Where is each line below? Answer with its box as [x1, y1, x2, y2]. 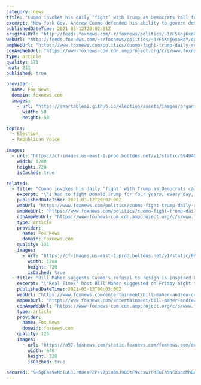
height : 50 [22, 115, 50, 121]
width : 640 [28, 347, 55, 354]
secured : [6, 369, 28, 375]
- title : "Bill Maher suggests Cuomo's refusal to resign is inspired [11, 275, 191, 281]
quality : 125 [17, 331, 50, 337]
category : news [6, 8, 44, 15]
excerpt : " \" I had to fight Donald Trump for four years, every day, [17, 191, 194, 198]
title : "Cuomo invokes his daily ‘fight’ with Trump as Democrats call [6, 14, 188, 20]
